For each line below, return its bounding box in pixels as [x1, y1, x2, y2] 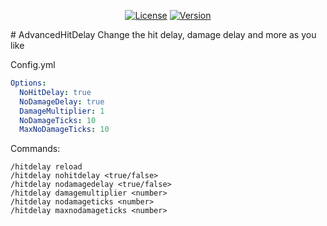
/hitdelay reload [10, 162, 83, 172]
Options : [10, 78, 47, 88]
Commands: [10, 143, 61, 155]
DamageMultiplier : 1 [19, 106, 105, 116]
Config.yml [10, 59, 56, 70]
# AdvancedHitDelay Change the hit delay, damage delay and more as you [10, 29, 317, 40]
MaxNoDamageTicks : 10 [19, 125, 110, 135]
